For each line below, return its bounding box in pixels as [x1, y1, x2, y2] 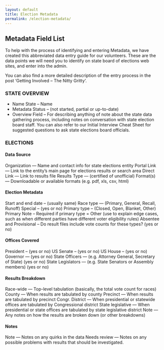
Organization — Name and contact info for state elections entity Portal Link [5, 162, 157, 168]
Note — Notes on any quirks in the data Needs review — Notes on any [5, 334, 147, 340]
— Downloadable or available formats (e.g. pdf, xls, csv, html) [5, 178, 129, 184]
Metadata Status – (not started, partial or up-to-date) [12, 106, 119, 112]
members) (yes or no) [5, 264, 49, 270]
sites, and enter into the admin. [5, 63, 68, 69]
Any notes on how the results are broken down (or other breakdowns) [5, 312, 146, 318]
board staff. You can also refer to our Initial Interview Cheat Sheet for [12, 122, 151, 128]
